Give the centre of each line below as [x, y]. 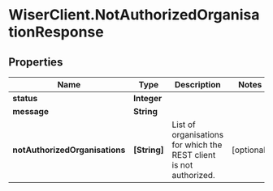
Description [197, 85]
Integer [147, 98]
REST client [194, 155]
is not [182, 165]
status [25, 98]
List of [184, 125]
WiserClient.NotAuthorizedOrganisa [134, 15]
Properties [36, 62]
